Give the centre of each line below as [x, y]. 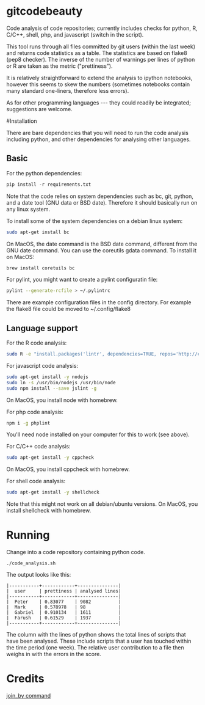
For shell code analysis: [36, 481]
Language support [42, 328]
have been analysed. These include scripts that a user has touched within [99, 641]
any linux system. [28, 209]
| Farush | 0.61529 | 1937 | [64, 618]
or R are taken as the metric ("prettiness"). [59, 66]
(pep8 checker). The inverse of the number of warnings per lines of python [101, 59]
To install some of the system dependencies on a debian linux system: [95, 221]
